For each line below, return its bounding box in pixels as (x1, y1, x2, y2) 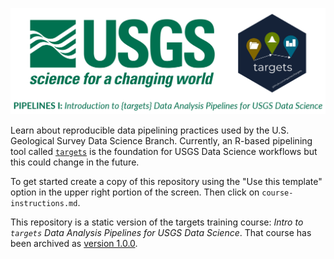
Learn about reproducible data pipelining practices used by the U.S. (10, 124, 290, 136)
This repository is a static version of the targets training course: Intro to (10, 216, 304, 228)
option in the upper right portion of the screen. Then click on (10, 186, 260, 198)
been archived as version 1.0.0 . (10, 237, 138, 249)
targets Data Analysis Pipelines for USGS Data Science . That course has (10, 226, 312, 238)
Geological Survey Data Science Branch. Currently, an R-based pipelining (10, 134, 313, 147)
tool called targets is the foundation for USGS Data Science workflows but (10, 145, 318, 157)
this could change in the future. (10, 156, 140, 168)
